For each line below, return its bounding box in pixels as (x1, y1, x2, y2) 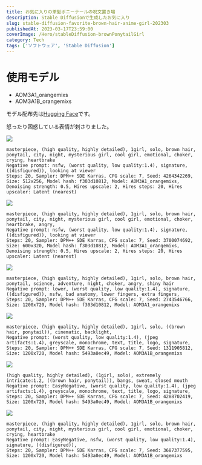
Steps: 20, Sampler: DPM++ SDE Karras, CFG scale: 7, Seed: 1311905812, (6, 345, 194, 351)
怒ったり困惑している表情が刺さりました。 (6, 122, 112, 130)
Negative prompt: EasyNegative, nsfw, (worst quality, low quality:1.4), (6, 437, 197, 443)
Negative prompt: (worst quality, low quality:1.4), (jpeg (6, 334, 158, 340)
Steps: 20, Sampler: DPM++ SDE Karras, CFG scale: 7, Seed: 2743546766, (6, 296, 194, 303)
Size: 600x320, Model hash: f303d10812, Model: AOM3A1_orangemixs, (6, 243, 180, 249)
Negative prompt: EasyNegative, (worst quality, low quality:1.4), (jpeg (6, 383, 197, 389)
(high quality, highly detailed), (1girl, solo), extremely (6, 372, 161, 378)
